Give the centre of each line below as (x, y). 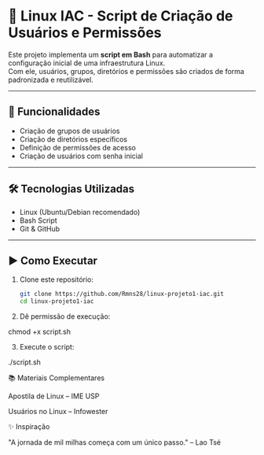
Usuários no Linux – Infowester (58, 412)
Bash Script (38, 220)
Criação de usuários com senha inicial (81, 156)
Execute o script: (47, 347)
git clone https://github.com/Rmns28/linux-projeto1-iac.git (122, 294)
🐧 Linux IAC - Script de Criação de (121, 16)
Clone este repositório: (57, 279)
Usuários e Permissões (85, 33)
